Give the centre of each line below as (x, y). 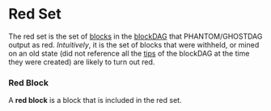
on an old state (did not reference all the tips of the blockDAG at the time (129, 53)
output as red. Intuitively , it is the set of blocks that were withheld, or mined (134, 44)
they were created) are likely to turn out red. (82, 62)
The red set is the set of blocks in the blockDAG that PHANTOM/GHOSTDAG (135, 36)
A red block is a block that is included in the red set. (95, 101)
